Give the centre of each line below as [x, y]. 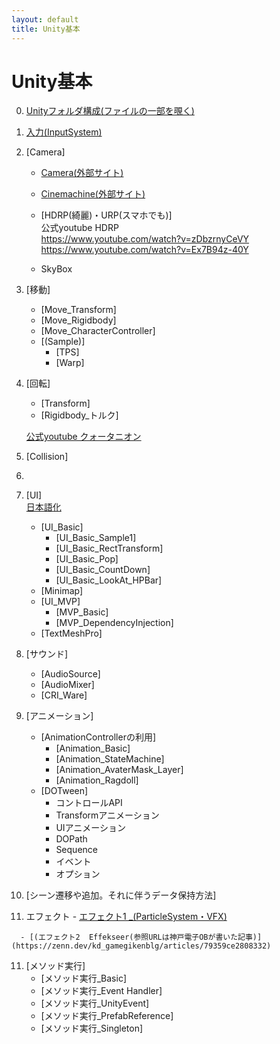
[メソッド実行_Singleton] [92, 1028]
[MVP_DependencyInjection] [114, 623]
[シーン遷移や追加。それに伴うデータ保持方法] [121, 895]
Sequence [76, 850]
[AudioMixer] [67, 685]
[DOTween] [64, 791]
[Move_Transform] [78, 310]
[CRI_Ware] [64, 695]
